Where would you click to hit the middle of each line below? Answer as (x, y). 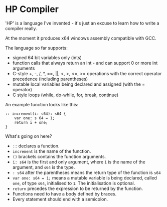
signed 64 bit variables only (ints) (47, 57)
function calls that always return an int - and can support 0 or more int (85, 63)
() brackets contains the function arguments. (59, 156)
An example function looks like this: (42, 104)
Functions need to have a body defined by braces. (64, 193)
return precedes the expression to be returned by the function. (78, 188)
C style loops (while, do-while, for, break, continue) (65, 95)
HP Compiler (32, 9)
